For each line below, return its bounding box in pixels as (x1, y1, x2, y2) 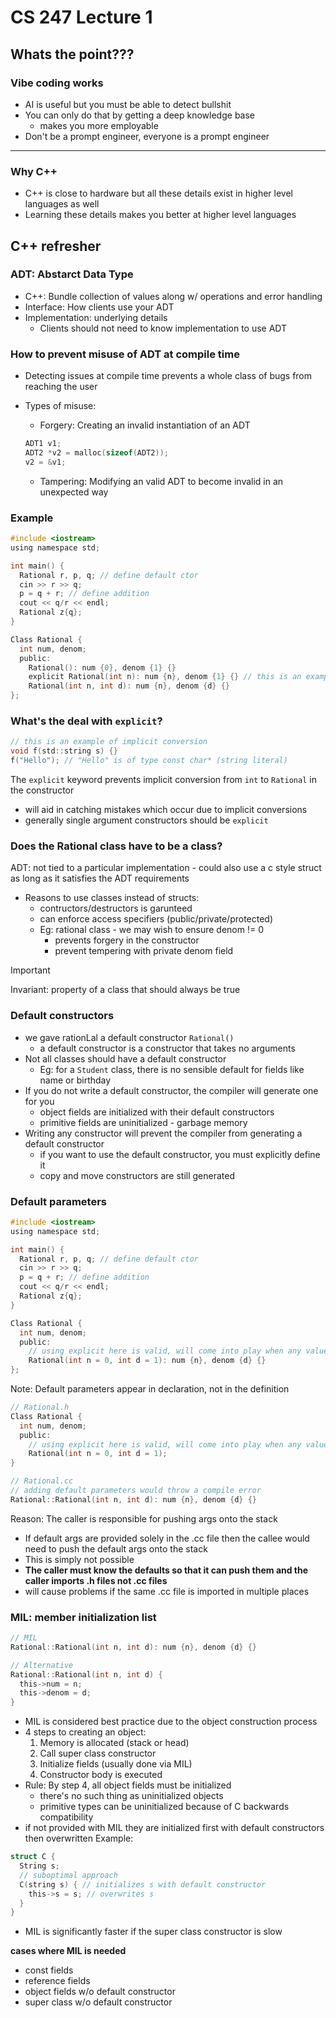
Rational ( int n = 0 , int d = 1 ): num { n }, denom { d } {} (28, 1356, 267, 1366)
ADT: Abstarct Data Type (10, 267, 134, 281)
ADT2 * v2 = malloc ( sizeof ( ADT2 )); (24, 448, 169, 458)
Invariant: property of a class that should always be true (10, 984, 241, 996)
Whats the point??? (10, 46, 135, 63)
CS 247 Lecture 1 (10, 6, 153, 29)
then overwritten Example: (24, 1832, 134, 1845)
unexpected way (39, 486, 109, 498)
